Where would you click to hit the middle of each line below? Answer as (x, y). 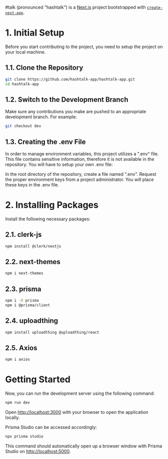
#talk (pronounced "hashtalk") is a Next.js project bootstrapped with (75, 7)
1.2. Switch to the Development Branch (67, 99)
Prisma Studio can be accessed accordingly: (51, 427)
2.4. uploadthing (32, 321)
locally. (12, 417)
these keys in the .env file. (32, 185)
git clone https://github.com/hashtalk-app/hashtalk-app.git (70, 79)
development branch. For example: (41, 117)
